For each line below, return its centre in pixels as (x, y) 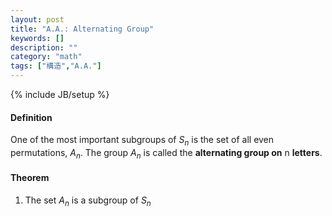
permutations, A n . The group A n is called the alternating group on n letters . (166, 154)
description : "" (44, 47)
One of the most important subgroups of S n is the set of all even (142, 141)
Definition (31, 117)
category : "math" (46, 57)
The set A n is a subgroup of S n (88, 201)
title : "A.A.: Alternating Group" (82, 29)
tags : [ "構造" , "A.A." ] (56, 66)
